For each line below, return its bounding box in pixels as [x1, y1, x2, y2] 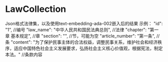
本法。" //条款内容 [5, 51, 42, 58]
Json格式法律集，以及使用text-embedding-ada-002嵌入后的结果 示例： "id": [5, 20, 163, 26]
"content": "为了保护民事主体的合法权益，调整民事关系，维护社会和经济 [10, 39, 158, 45]
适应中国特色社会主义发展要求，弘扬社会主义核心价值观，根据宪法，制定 [13, 45, 163, 51]
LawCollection [5, 3, 66, 15]
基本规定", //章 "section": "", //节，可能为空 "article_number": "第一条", [10, 33, 155, 39]
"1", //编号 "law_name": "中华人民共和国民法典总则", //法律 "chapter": [5, 26, 147, 33]
